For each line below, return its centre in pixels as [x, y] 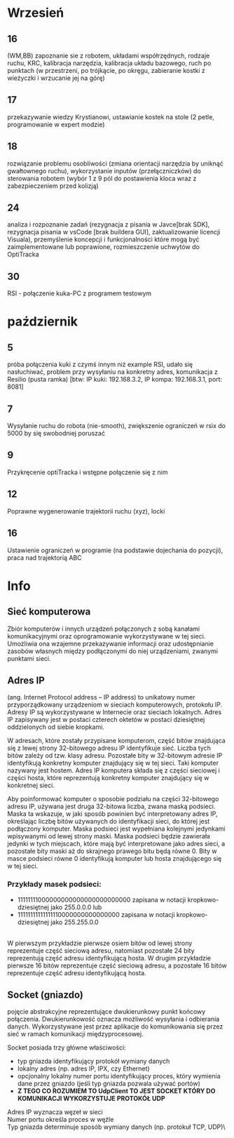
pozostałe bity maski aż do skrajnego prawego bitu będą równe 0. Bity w [112, 851]
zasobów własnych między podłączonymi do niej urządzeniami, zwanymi [113, 651]
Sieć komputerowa [49, 612]
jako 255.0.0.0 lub [76, 907]
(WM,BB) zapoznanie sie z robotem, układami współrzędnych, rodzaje [109, 55]
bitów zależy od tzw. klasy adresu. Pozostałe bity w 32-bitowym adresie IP [115, 756]
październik [43, 322]
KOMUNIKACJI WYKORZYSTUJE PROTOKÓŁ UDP [91, 1099]
